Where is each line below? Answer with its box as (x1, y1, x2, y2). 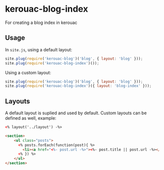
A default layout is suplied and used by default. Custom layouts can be (5, 110, 147, 116)
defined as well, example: (5, 115, 57, 121)
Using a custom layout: (5, 69, 51, 75)
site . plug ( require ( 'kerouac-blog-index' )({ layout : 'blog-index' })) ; (5, 84, 152, 88)
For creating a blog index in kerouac (5, 20, 78, 25)
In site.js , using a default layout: (5, 46, 72, 52)
